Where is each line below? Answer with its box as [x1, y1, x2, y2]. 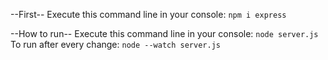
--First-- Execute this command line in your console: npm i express [10, 9, 287, 20]
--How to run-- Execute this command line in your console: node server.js [10, 28, 319, 39]
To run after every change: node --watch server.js [10, 39, 221, 50]
